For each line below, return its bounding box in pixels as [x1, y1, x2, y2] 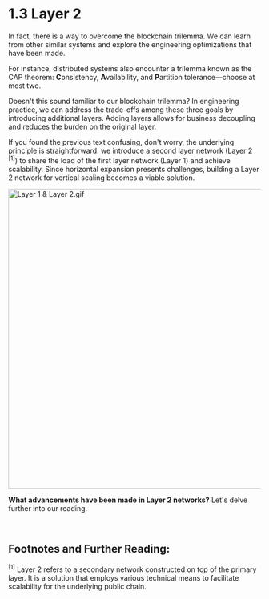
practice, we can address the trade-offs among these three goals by [8, 105, 234, 114]
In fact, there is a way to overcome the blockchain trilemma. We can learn [8, 31, 251, 41]
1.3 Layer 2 [8, 5, 82, 23]
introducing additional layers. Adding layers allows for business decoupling [8, 113, 256, 122]
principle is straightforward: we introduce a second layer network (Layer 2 [8, 146, 253, 155]
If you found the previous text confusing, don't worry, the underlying [8, 137, 235, 146]
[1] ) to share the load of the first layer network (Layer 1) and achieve [8, 154, 231, 165]
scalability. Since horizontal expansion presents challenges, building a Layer [8, 164, 260, 174]
